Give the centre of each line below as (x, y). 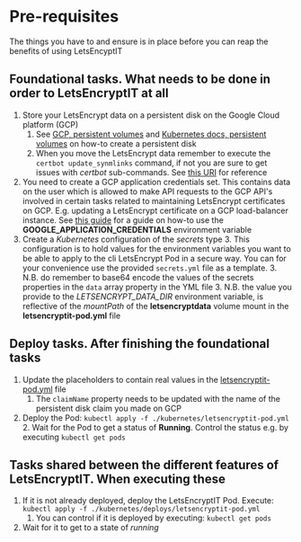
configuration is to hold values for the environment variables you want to (157, 248)
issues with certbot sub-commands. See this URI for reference (151, 172)
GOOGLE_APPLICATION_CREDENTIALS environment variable (137, 229)
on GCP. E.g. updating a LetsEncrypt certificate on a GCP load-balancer (155, 210)
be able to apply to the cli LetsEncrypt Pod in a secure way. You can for (155, 258)
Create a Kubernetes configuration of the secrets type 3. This (136, 239)
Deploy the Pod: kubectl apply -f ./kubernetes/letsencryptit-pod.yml (155, 418)
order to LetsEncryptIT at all (89, 93)
